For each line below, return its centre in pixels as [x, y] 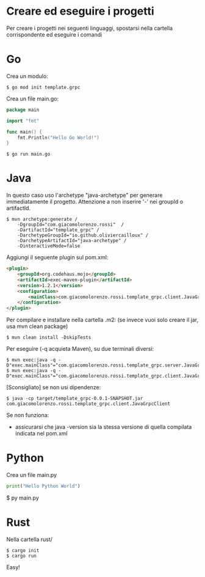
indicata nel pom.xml [41, 434]
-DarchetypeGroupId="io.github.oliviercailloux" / [83, 235]
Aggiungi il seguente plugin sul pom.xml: [57, 257]
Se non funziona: [28, 415]
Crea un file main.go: [33, 98]
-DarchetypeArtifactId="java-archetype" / [72, 241]
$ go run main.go [28, 154]
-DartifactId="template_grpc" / [58, 230]
